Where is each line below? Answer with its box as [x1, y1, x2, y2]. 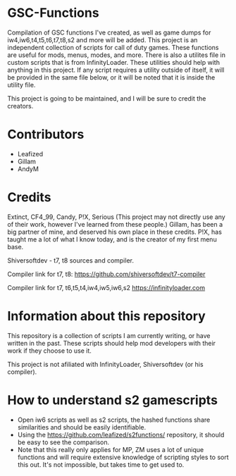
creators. [7, 101, 34, 110]
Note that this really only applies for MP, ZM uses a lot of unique [17, 445, 204, 453]
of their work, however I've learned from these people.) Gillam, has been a [7, 220, 223, 228]
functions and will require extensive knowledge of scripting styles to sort [17, 453, 229, 461]
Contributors [7, 127, 85, 142]
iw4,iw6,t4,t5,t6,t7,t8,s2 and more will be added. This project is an [7, 35, 198, 44]
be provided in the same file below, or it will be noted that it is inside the [7, 73, 216, 82]
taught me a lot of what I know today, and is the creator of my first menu [7, 234, 217, 244]
